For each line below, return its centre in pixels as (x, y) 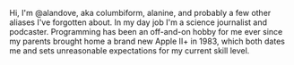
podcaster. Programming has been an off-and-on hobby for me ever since (146, 32)
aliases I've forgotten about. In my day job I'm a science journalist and (138, 22)
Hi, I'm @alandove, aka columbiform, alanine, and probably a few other (140, 13)
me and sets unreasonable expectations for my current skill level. (130, 51)
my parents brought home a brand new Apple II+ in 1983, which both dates (147, 41)
